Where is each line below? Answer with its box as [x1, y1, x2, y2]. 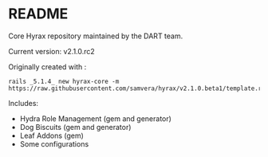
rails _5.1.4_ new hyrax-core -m [8, 77, 120, 85]
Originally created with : [8, 61, 87, 72]
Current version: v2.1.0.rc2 [8, 46, 96, 56]
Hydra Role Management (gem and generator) [19, 113, 171, 124]
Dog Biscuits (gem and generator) [19, 122, 132, 131]
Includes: [8, 98, 38, 108]
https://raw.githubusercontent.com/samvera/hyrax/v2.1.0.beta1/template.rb [8, 84, 266, 92]
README [8, 5, 69, 23]
